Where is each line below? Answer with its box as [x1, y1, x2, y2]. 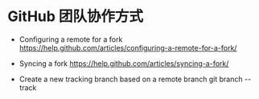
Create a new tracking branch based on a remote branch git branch [18, 74, 243, 84]
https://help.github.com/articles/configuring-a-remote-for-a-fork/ [18, 43, 237, 52]
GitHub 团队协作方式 [7, 7, 144, 26]
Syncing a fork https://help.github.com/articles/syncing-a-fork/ [18, 58, 229, 68]
